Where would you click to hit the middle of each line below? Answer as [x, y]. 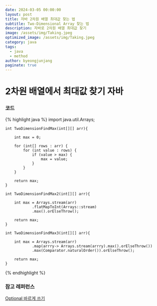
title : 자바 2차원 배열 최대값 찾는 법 [40, 19]
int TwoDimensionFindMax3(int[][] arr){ [48, 233]
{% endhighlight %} [25, 273]
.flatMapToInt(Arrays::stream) [64, 207]
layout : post [19, 14]
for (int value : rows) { [50, 150]
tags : [11, 47]
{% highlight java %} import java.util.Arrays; [50, 119]
